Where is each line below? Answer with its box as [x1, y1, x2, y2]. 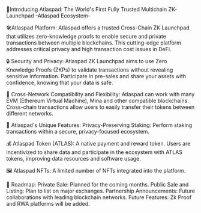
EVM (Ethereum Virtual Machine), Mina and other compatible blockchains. [6, 97, 189, 104]
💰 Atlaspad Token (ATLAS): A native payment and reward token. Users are [6, 140, 191, 147]
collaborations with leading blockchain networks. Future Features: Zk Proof [6, 194, 192, 201]
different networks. [6, 110, 53, 117]
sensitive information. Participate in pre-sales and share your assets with [6, 73, 187, 79]
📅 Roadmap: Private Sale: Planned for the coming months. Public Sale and [6, 181, 189, 188]
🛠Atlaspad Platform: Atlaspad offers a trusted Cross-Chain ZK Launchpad [6, 24, 190, 31]
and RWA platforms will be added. [6, 200, 90, 207]
